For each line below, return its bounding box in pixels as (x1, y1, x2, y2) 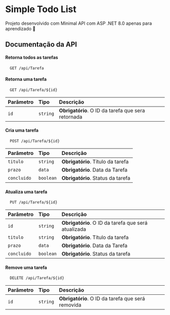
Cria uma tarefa (5, 127, 39, 133)
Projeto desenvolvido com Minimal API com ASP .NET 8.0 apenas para (5, 20, 152, 26)
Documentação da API (5, 40, 77, 49)
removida (59, 301, 82, 308)
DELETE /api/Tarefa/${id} (10, 276, 65, 281)
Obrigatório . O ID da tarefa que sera (59, 107, 145, 114)
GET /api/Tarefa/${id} (10, 87, 58, 92)
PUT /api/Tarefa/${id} (10, 200, 58, 205)
